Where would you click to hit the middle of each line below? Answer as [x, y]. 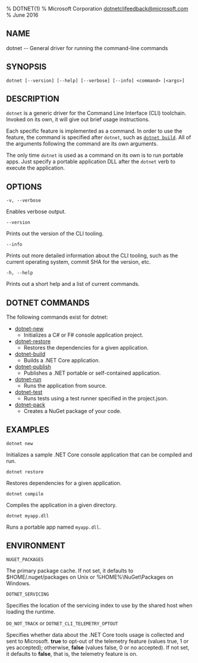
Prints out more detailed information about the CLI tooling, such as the [92, 255]
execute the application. [36, 168]
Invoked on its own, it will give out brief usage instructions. [78, 119]
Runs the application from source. [65, 386]
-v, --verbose [24, 201]
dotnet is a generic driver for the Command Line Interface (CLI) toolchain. [96, 113]
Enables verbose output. [36, 212]
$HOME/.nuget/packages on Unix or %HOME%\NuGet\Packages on [90, 577]
